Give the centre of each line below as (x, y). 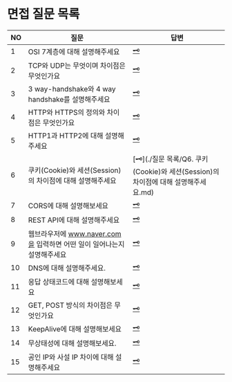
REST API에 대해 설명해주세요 (74, 220)
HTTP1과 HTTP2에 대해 (66, 136)
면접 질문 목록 (43, 14)
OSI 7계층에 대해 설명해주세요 (74, 52)
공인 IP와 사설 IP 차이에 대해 (71, 357)
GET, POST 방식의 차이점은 (70, 305)
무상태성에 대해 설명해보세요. (72, 343)
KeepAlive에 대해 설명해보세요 (75, 329)
